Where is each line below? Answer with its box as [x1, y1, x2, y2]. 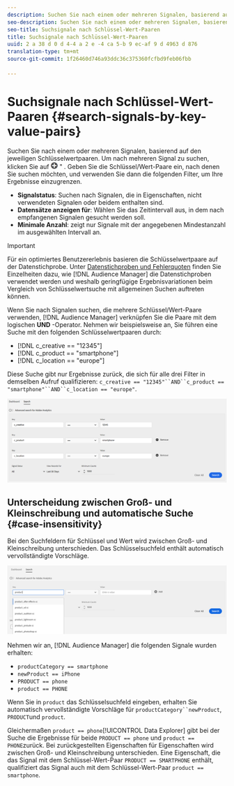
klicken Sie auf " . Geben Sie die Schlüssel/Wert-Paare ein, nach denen [7, 162, 220, 170]
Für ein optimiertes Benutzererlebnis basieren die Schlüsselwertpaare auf [7, 255, 218, 263]
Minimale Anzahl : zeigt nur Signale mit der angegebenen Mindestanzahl [17, 220, 226, 228]
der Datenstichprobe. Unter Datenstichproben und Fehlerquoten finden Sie [7, 262, 221, 270]
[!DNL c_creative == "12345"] [17, 341, 102, 349]
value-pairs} [7, 123, 81, 139]
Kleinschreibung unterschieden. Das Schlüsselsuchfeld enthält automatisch [7, 544, 224, 552]
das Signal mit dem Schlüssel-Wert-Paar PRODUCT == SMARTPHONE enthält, [7, 756, 214, 764]
